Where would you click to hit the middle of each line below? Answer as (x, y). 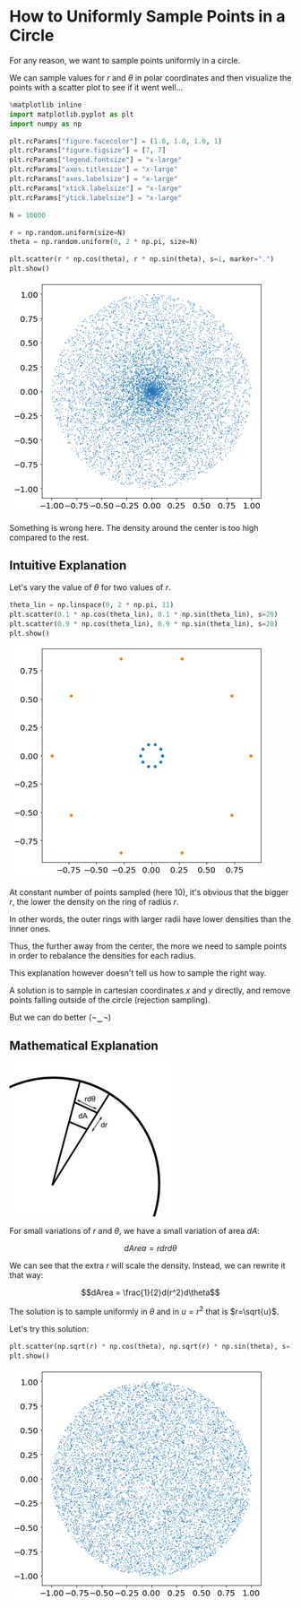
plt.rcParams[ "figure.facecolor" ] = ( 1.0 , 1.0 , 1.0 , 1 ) (116, 141)
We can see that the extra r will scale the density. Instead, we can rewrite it (147, 1265)
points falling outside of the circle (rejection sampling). (110, 1000)
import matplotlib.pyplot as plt (72, 114)
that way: (26, 1275)
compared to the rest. (49, 538)
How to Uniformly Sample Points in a (147, 17)
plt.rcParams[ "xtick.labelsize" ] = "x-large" (95, 188)
